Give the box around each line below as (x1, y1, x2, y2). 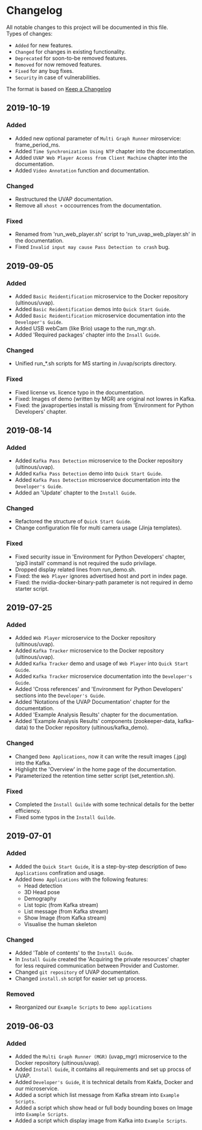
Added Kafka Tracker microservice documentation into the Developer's (14, 673, 192, 680)
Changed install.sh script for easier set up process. (14, 975, 148, 982)
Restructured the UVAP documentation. (14, 195, 113, 203)
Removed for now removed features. (14, 61, 102, 68)
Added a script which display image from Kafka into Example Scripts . (14, 1117, 188, 1125)
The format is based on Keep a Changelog (6, 85, 112, 92)
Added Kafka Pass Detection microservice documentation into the (14, 476, 180, 484)
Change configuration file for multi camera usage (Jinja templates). (14, 524, 182, 531)
